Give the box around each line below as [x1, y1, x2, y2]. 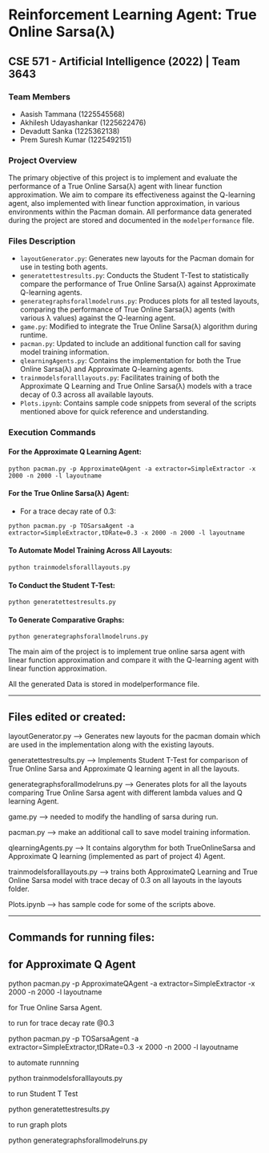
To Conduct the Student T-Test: [8, 580, 116, 590]
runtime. [19, 330, 48, 340]
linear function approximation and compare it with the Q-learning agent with [8, 655, 259, 665]
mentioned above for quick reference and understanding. [19, 407, 210, 417]
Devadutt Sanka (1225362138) [19, 126, 120, 135]
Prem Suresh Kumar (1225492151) [19, 135, 132, 144]
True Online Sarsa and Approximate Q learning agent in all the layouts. [8, 764, 240, 774]
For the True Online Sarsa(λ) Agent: [8, 489, 130, 498]
